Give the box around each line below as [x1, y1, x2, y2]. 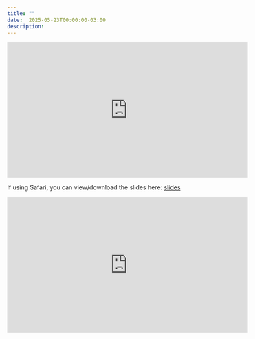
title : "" [7, 10, 36, 17]
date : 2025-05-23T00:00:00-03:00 [7, 17, 107, 23]
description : [7, 23, 45, 30]
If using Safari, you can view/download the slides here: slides [7, 183, 181, 192]
